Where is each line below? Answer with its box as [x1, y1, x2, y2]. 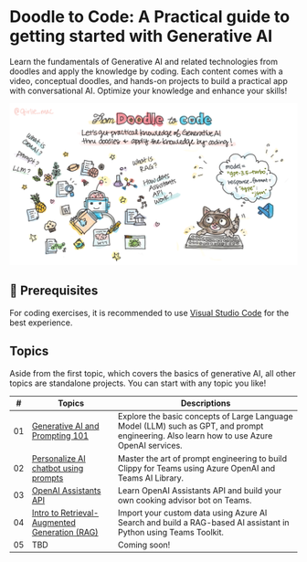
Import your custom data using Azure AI [117, 507, 268, 518]
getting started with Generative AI [9, 26, 273, 47]
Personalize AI [31, 452, 87, 463]
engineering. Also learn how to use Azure [117, 430, 273, 441]
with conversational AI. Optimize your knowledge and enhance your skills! [9, 85, 288, 96]
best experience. [9, 317, 73, 328]
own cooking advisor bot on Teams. [117, 494, 252, 505]
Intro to [31, 507, 59, 518]
